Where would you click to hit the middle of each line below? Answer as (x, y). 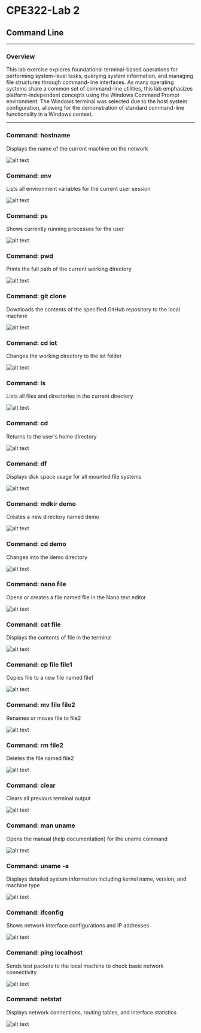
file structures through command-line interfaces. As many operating (90, 82)
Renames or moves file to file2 (44, 718)
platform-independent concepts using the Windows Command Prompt (93, 95)
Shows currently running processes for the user (65, 229)
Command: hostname (38, 136)
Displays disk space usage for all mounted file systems (74, 476)
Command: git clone (36, 296)
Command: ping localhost (45, 953)
